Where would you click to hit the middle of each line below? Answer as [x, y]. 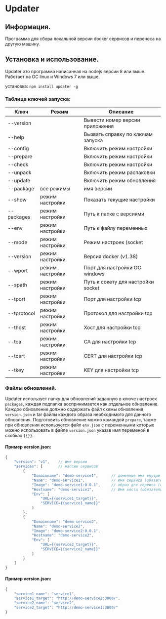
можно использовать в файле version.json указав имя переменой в [77, 430]
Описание [121, 112]
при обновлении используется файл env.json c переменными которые [80, 425]
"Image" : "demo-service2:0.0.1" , [66, 531]
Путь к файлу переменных [116, 228]
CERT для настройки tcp [113, 356]
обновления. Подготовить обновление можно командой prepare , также [81, 420]
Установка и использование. [52, 60]
